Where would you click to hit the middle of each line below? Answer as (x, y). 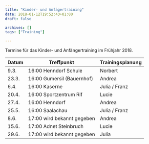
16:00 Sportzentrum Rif (55, 95)
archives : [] (18, 27)
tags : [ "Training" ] (25, 32)
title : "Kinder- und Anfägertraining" (44, 10)
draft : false (18, 19)
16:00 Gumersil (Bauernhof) (61, 79)
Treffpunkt (62, 63)
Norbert (109, 71)
